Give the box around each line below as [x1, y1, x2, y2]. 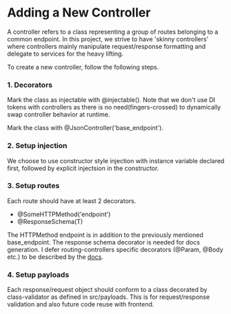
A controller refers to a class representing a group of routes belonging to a [7, 28, 219, 36]
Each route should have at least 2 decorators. [7, 196, 137, 205]
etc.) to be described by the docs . [7, 253, 103, 261]
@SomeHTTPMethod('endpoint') [17, 210, 111, 218]
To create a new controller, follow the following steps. [7, 63, 159, 71]
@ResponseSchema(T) [17, 217, 83, 225]
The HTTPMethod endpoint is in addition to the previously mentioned [7, 231, 203, 239]
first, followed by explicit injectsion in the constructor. [7, 164, 159, 172]
